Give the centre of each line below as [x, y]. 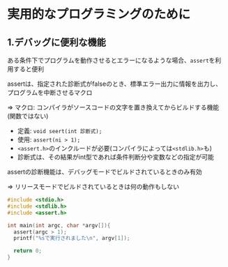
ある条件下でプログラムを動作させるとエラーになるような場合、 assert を [111, 60]
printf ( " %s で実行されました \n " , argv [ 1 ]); [72, 238]
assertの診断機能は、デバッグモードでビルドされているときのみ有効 [105, 172]
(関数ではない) [28, 116]
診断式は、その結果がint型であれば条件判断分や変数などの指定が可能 [115, 157]
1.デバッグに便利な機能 [57, 42]
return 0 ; [28, 251]
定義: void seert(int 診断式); [60, 131]
